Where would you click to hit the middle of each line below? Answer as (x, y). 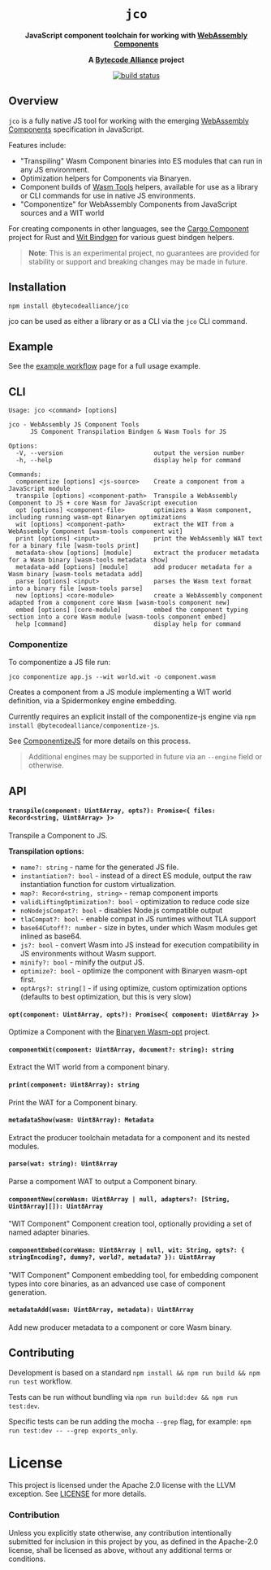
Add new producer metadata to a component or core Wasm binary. (120, 1327)
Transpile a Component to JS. (58, 836)
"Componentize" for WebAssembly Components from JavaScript (129, 204)
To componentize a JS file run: (60, 663)
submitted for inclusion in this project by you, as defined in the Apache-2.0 (133, 1542)
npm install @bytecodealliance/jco (69, 306)
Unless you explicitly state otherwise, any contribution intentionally (120, 1533)
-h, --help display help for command (129, 461)
